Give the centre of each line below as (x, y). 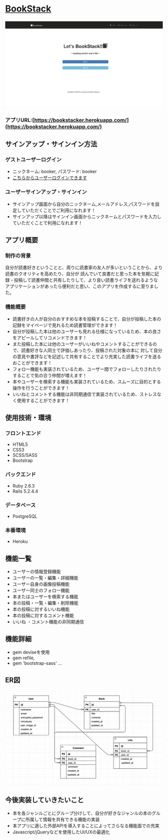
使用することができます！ (43, 400)
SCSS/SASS (25, 455)
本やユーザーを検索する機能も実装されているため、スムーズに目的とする (86, 382)
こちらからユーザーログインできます (50, 178)
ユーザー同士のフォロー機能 (41, 590)
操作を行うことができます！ (41, 388)
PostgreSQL (25, 516)
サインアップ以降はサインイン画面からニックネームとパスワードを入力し (87, 216)
